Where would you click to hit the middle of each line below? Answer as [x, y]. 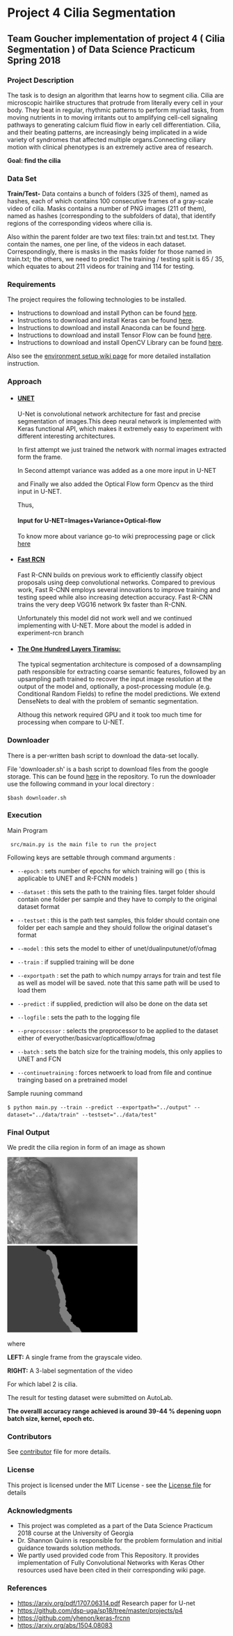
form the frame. [40, 457]
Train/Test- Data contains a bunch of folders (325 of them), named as [108, 194]
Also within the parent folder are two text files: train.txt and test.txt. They [111, 237]
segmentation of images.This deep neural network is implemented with [119, 421]
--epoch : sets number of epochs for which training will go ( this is [111, 871]
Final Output [29, 1132]
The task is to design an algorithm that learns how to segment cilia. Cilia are [115, 95]
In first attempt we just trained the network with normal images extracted [122, 449]
